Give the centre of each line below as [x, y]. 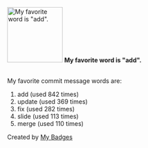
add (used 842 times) [48, 94]
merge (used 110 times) [50, 123]
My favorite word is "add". [103, 60]
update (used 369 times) [52, 102]
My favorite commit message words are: [65, 81]
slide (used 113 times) [48, 116]
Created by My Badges [40, 137]
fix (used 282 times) [46, 109]
